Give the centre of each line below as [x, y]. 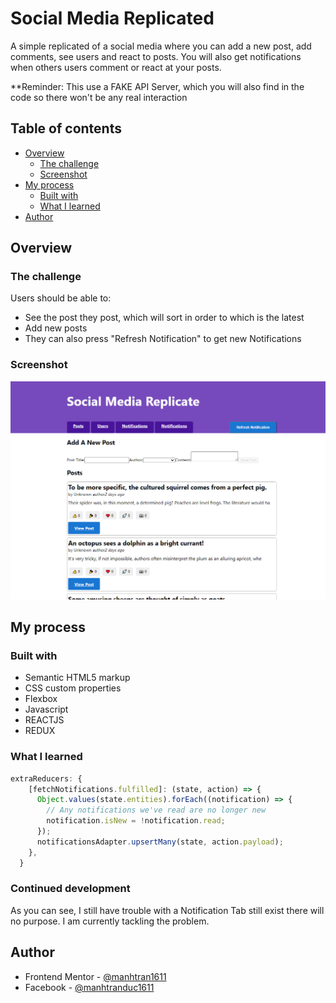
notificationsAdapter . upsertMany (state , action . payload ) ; [160, 842]
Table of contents [66, 128]
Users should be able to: [61, 298]
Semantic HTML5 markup [77, 678]
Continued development [70, 889]
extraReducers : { [46, 778]
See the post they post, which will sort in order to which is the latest [164, 318]
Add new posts [56, 328]
